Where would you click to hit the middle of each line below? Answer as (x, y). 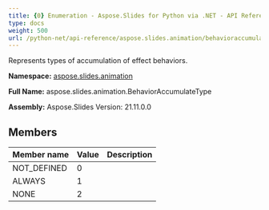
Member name (41, 155)
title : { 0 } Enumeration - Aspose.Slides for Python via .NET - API (123, 16)
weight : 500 (28, 30)
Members (33, 132)
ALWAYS (29, 181)
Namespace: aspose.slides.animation (71, 76)
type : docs (26, 23)
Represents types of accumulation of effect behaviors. (98, 61)
